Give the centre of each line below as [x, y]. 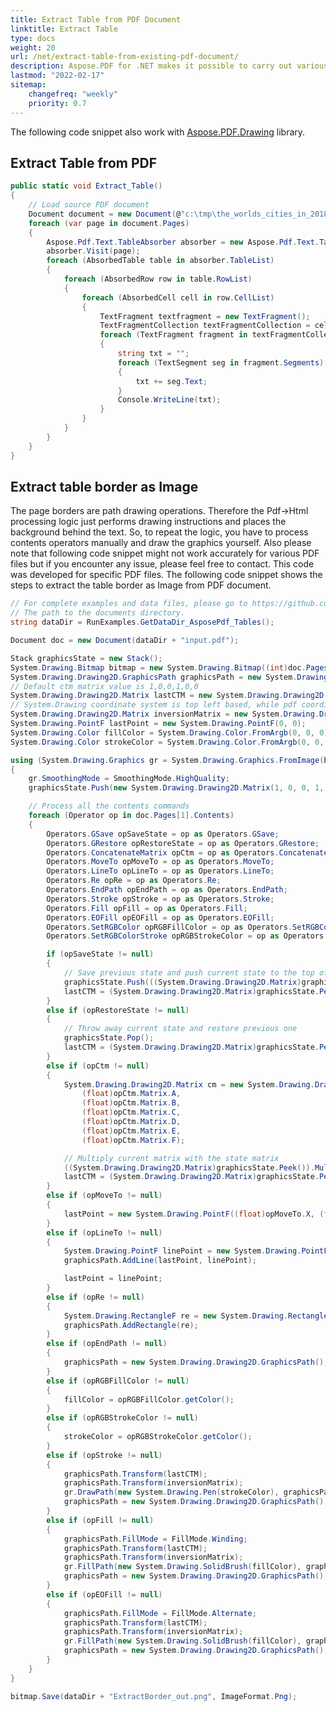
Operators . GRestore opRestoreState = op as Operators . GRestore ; [183, 843]
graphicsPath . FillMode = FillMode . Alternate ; [160, 1613]
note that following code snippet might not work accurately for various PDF [165, 553]
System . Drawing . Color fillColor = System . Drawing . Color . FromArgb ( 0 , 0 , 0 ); [171, 732]
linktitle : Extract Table [64, 29]
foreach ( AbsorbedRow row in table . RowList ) [158, 279]
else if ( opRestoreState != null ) [118, 1010]
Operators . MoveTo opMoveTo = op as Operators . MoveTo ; [160, 862]
